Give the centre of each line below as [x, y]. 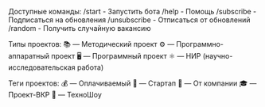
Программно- [200, 44]
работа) [90, 67]
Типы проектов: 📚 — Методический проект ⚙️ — [92, 44]
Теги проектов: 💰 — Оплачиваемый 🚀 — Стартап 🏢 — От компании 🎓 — [132, 83]
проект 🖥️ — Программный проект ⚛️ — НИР [126, 56]
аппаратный [29, 56]
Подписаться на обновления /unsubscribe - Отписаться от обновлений [129, 20]
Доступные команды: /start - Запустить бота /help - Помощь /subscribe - [132, 11]
